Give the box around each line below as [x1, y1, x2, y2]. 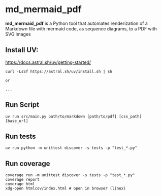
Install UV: [5, 46, 39, 54]
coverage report [5, 177, 40, 182]
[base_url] [5, 118, 28, 124]
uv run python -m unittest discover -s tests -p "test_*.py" [5, 145, 138, 150]
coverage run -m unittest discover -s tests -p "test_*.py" [5, 173, 136, 178]
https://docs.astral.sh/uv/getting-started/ [5, 59, 91, 65]
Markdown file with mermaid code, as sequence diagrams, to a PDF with [5, 25, 157, 31]
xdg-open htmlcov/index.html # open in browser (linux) [5, 186, 126, 191]
